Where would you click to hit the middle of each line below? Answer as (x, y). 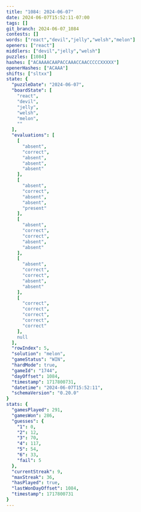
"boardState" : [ (32, 90)
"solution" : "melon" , (39, 354)
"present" (34, 208)
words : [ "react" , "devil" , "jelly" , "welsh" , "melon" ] (71, 40)
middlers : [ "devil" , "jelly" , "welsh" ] (53, 51)
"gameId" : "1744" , (35, 371)
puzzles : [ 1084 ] (26, 57)
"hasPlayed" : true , (36, 483)
